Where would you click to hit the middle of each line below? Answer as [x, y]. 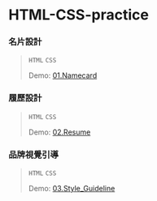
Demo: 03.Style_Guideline [72, 189]
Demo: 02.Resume [59, 132]
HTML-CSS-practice [78, 15]
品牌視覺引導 [34, 154]
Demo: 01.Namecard [63, 75]
